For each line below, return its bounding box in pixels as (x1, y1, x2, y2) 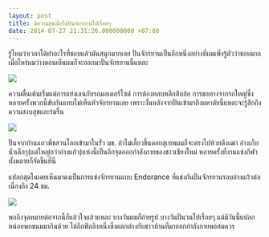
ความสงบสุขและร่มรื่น (8, 107, 64, 116)
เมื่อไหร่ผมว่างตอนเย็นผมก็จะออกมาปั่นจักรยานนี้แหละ (8, 58, 149, 67)
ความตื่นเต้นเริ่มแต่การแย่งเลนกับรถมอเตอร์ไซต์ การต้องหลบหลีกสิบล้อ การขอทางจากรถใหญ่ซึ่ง (8, 89, 255, 99)
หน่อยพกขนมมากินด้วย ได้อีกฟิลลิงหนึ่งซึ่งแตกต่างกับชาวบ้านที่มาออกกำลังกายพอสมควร (8, 222, 235, 231)
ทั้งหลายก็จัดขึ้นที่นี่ (8, 156, 56, 165)
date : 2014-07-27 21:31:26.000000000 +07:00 (8, 27, 160, 35)
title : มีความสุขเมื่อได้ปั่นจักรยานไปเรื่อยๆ (8, 19, 112, 27)
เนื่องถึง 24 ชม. (8, 182, 51, 191)
